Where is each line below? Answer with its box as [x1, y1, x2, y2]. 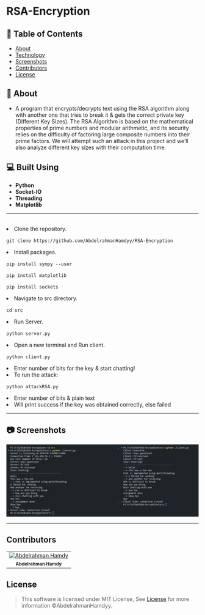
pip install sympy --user [6, 261, 72, 267]
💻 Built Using [6, 162, 59, 172]
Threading [15, 194, 43, 202]
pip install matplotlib [6, 272, 67, 279]
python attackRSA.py [6, 383, 59, 389]
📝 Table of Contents [6, 29, 83, 39]
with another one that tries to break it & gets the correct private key [15, 111, 184, 119]
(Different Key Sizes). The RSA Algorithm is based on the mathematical [15, 117, 193, 125]
